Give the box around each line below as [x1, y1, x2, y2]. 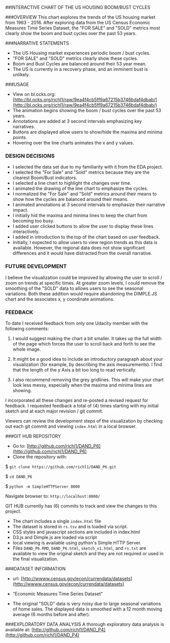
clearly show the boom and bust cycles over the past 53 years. [5, 30, 137, 36]
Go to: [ [12, 443, 29, 449]
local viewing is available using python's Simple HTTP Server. [12, 539, 142, 546]
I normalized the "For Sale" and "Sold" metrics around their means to [12, 191, 157, 197]
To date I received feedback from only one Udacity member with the [5, 320, 148, 326]
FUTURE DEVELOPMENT [5, 263, 67, 270]
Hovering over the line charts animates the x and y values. [12, 140, 134, 146]
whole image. [12, 346, 41, 352]
